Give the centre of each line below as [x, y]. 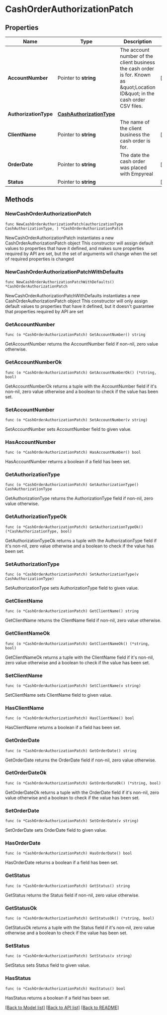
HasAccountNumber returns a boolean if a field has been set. [68, 462]
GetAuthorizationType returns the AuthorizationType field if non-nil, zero [79, 499]
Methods [19, 199]
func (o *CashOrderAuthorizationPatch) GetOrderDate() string [71, 751]
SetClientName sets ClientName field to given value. [59, 695]
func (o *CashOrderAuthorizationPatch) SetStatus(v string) [69, 956]
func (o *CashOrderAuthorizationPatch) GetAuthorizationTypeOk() [74, 527]
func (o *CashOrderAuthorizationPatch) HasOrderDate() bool [69, 853]
